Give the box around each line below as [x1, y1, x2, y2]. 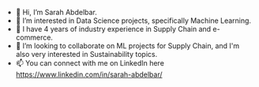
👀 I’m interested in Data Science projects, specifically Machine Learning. [15, 16, 251, 25]
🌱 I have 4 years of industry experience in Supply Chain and [15, 25, 212, 33]
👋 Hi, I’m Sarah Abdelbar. [15, 8, 97, 17]
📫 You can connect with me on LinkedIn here [15, 59, 164, 67]
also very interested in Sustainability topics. [15, 50, 158, 59]
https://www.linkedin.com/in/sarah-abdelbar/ [15, 70, 163, 79]
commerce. [15, 32, 54, 42]
